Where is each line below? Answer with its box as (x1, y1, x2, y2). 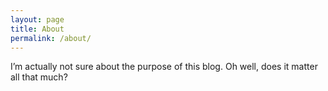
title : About (10, 24, 65, 34)
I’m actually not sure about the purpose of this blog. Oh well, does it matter (10, 61, 318, 73)
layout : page (10, 14, 65, 25)
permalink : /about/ (10, 33, 92, 43)
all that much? (10, 71, 68, 83)
